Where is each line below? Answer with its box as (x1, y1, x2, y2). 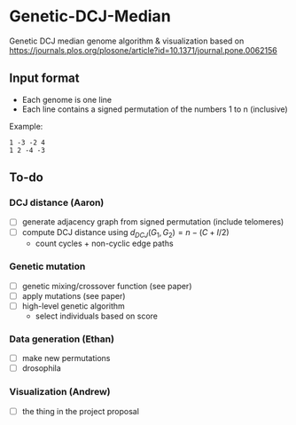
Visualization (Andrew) (9, 386, 111, 398)
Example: (9, 121, 43, 131)
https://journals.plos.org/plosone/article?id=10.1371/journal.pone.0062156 (9, 44, 277, 55)
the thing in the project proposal (21, 405, 140, 416)
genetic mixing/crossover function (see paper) (21, 280, 192, 291)
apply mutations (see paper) (21, 290, 126, 301)
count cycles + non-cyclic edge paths (35, 238, 175, 249)
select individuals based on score (35, 311, 158, 321)
